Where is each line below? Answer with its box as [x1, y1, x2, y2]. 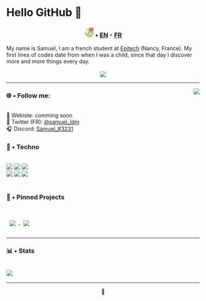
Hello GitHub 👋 [6, 6, 82, 20]
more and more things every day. [6, 58, 90, 65]
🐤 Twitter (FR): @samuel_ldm [6, 118, 80, 125]
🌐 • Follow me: [6, 91, 51, 100]
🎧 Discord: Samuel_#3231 [6, 125, 74, 132]
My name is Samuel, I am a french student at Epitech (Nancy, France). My [6, 45, 193, 52]
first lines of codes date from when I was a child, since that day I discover [6, 51, 193, 59]
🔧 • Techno [6, 142, 40, 151]
